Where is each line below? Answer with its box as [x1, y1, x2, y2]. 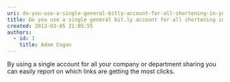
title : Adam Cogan [19, 41, 72, 48]
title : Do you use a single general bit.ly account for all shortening [7, 16, 216, 23]
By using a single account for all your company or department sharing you [7, 60, 217, 68]
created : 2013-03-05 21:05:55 [7, 22, 94, 29]
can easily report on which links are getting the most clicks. [7, 67, 175, 75]
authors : [7, 28, 32, 36]
